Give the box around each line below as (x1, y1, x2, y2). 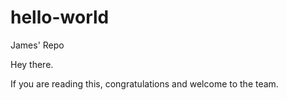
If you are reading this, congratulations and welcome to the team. (10, 77, 279, 90)
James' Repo (10, 39, 65, 51)
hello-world (10, 6, 110, 29)
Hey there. (10, 58, 54, 70)
